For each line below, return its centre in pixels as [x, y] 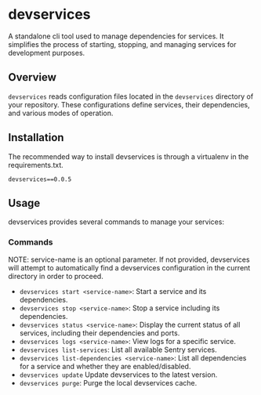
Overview [33, 77]
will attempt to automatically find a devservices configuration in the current [129, 267]
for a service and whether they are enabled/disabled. [105, 366]
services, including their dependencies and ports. [100, 333]
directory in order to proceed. [56, 276]
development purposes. [47, 53]
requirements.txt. [36, 165]
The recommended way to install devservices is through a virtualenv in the [129, 156]
